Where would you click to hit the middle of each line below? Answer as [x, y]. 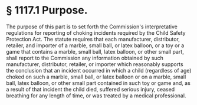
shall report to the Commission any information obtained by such [85, 58]
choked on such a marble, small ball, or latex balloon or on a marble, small [96, 77]
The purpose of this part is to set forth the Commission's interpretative [92, 27]
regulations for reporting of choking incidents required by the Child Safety [96, 32]
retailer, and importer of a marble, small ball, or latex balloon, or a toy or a [95, 45]
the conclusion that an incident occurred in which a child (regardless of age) [99, 70]
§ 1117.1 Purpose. [47, 10]
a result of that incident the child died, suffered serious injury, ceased [91, 89]
